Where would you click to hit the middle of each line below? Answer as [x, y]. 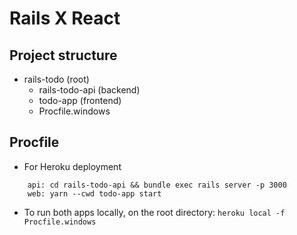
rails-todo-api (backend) [89, 90]
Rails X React [65, 18]
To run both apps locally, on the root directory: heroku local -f [154, 212]
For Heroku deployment [72, 166]
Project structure [63, 55]
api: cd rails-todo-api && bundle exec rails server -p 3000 [157, 185]
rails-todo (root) [56, 79]
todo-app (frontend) [80, 100]
